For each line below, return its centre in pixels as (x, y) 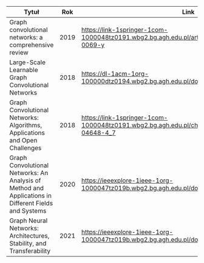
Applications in (30, 195)
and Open (23, 140)
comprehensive (32, 45)
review (19, 52)
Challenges (25, 148)
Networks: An (29, 173)
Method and (27, 188)
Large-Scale (28, 62)
